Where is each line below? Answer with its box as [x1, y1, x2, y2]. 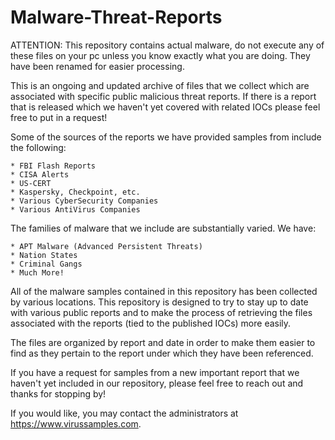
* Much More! [10, 267, 65, 278]
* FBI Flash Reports [10, 161, 97, 171]
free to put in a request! [10, 111, 108, 123]
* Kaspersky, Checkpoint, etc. [10, 187, 141, 197]
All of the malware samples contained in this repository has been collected [10, 285, 318, 297]
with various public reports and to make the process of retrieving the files [10, 306, 313, 318]
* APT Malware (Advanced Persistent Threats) [10, 241, 203, 251]
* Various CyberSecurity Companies [10, 196, 159, 206]
